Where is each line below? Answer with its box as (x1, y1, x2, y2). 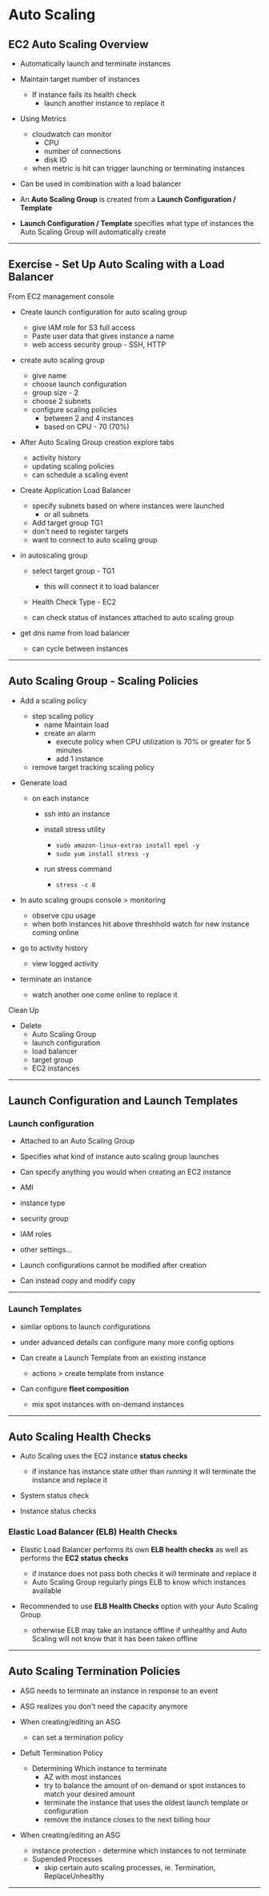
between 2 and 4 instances (43, 413, 134, 422)
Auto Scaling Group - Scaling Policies (8, 675, 199, 688)
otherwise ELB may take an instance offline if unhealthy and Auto (31, 1625, 247, 1635)
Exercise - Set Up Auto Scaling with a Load (8, 258, 225, 272)
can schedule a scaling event (31, 470, 129, 479)
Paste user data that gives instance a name (31, 331, 175, 341)
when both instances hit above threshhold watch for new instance (31, 919, 250, 929)
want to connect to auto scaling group (31, 535, 158, 544)
